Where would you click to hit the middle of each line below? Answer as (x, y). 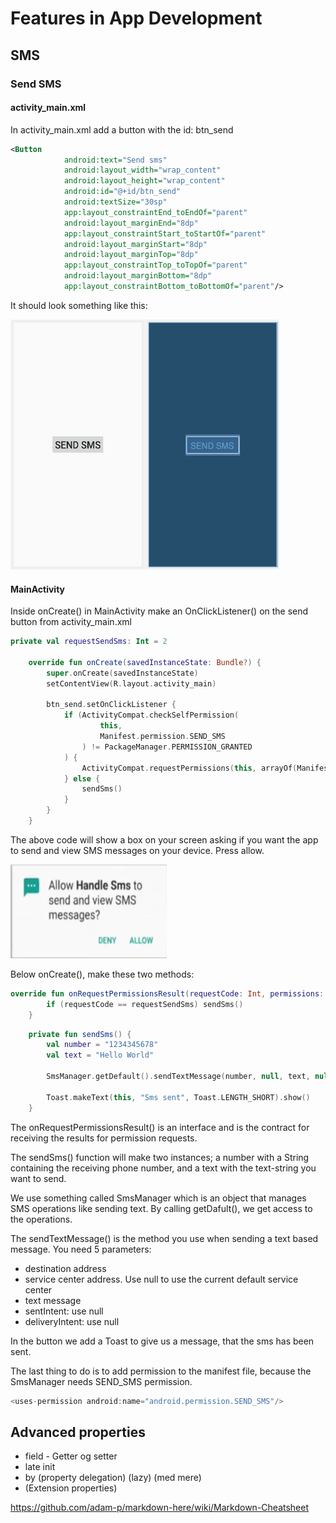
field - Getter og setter (71, 1456)
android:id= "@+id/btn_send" (122, 192)
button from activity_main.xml (71, 622)
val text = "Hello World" (100, 1055)
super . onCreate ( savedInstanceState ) (122, 673)
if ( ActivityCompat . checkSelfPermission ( (151, 715)
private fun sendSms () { (80, 1034)
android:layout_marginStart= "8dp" (135, 244)
